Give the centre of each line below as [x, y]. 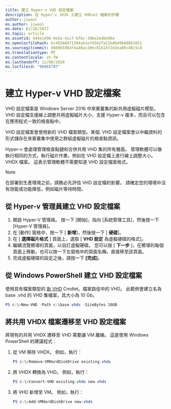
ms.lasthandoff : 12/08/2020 [35, 62]
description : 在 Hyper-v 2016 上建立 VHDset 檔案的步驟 [62, 15]
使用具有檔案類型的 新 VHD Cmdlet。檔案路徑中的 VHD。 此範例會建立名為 [83, 288]
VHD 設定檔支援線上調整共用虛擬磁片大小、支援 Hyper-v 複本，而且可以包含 [85, 115]
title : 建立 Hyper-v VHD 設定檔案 [39, 10]
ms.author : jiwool [25, 24]
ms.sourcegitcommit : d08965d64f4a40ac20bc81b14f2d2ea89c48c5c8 [74, 48]
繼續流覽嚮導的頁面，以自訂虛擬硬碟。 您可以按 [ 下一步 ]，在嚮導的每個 [88, 245]
